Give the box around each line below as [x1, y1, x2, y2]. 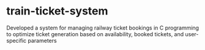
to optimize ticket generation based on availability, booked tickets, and [6, 30, 184, 37]
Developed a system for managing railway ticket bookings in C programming [6, 24, 199, 31]
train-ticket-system [6, 4, 108, 18]
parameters [28, 37, 57, 44]
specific [6, 37, 27, 44]
